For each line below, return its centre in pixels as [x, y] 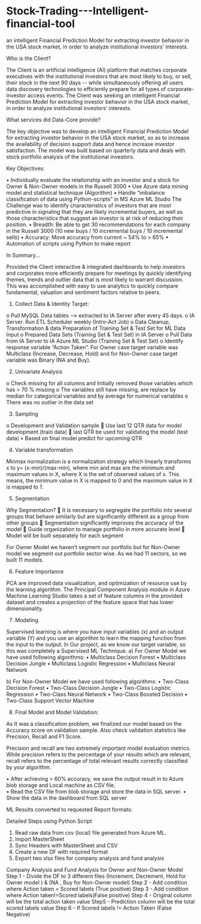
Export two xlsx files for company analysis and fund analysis [89, 858]
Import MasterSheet [39, 839]
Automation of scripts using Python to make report [68, 243]
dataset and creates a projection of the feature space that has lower [90, 602]
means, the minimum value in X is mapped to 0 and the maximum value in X [99, 480]
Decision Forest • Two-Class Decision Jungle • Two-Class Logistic [89, 687]
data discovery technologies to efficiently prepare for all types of [86, 89]
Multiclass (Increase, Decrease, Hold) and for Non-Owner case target [92, 353]
